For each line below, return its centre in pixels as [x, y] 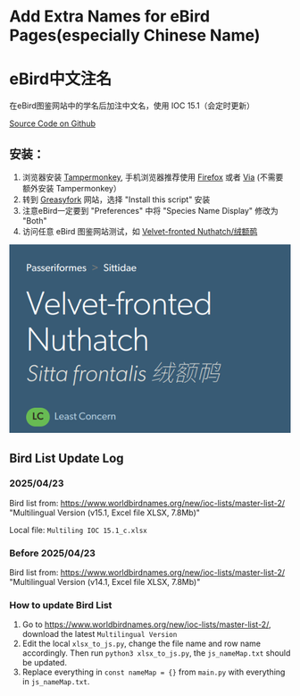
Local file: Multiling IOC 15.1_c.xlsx [78, 530]
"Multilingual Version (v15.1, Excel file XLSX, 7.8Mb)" [105, 513]
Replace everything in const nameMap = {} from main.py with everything [154, 672]
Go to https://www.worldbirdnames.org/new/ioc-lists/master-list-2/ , [146, 624]
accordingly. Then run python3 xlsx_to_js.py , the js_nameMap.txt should [156, 653]
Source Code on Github [53, 123]
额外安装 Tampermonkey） [72, 188]
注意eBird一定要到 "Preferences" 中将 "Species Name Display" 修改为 [150, 210]
